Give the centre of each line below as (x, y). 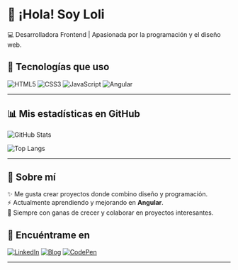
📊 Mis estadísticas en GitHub (74, 114)
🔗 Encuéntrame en (49, 235)
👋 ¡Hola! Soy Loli (56, 15)
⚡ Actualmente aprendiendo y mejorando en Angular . (86, 203)
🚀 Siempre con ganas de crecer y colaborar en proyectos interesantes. (110, 213)
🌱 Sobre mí (32, 177)
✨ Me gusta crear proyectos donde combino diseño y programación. (107, 194)
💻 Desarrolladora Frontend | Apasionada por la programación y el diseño (114, 34)
